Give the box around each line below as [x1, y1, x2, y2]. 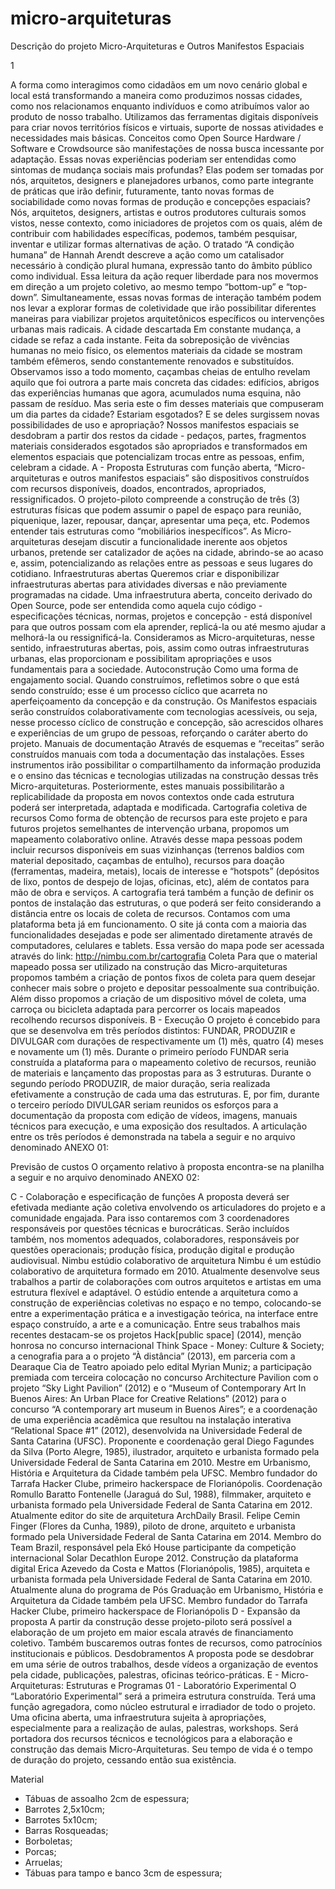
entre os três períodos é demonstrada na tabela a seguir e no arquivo [10, 1130, 296, 1142]
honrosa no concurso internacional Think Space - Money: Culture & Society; [10, 1339, 325, 1351]
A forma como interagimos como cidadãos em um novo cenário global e [10, 78, 308, 91]
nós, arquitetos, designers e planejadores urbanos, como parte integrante [10, 174, 315, 186]
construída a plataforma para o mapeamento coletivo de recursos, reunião [10, 1056, 317, 1068]
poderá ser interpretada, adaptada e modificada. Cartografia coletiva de [10, 801, 308, 813]
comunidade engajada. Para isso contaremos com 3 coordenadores [10, 1212, 290, 1224]
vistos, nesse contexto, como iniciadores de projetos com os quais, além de [10, 217, 323, 229]
